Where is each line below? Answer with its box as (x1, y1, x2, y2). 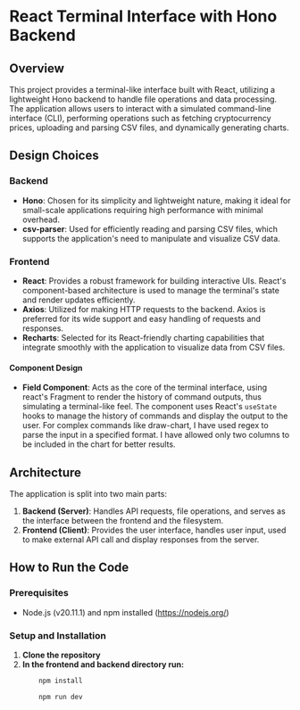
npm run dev (38, 692, 83, 701)
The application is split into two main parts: (9, 489, 168, 499)
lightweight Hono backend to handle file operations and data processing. (9, 94, 278, 104)
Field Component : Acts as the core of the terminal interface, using (21, 382, 268, 393)
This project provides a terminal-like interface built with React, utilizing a (9, 85, 275, 95)
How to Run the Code (9, 560, 129, 575)
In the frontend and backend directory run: (21, 658, 185, 670)
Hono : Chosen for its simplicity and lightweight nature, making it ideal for (21, 194, 291, 206)
